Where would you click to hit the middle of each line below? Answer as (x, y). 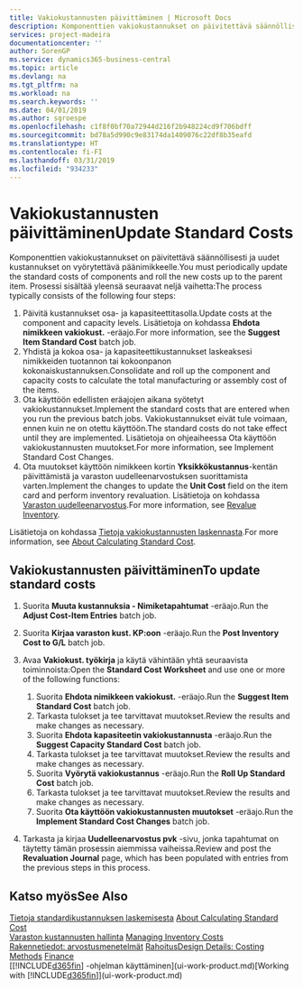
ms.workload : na (40, 93)
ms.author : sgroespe (48, 118)
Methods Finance (42, 956)
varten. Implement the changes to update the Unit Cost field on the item (155, 486)
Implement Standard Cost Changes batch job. (123, 821)
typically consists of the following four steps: (92, 296)
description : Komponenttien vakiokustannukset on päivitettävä (131, 26)
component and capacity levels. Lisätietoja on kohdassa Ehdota (141, 323)
